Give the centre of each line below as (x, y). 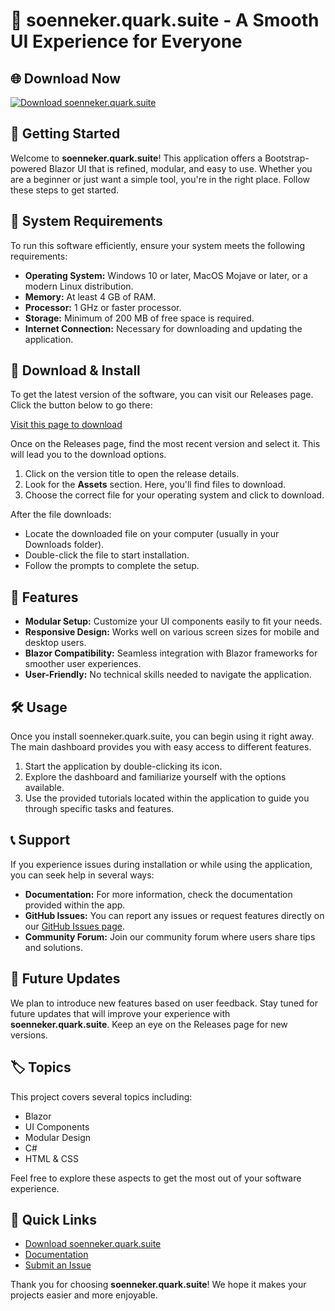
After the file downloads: (61, 515)
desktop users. (55, 643)
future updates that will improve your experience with (120, 1013)
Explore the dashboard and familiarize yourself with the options (155, 777)
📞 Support (40, 840)
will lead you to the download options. (88, 455)
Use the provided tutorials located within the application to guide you (167, 798)
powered (28, 168)
